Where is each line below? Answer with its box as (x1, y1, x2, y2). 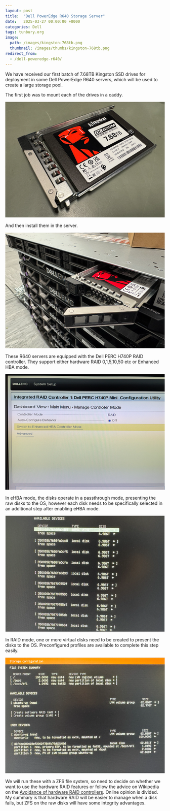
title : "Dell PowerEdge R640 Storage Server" (5, 13, 105, 19)
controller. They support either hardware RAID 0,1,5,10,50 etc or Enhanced (5, 359, 159, 365)
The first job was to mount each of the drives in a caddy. (5, 91, 123, 98)
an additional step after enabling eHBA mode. (5, 506, 100, 512)
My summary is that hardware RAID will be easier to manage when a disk (5, 794, 157, 800)
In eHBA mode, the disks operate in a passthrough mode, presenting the (5, 495, 156, 501)
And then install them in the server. (5, 222, 78, 229)
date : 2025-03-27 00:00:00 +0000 (5, 19, 80, 24)
